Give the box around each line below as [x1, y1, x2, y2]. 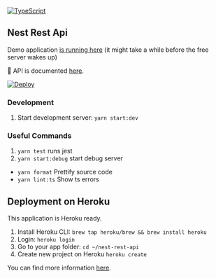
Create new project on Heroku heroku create [17, 250, 147, 258]
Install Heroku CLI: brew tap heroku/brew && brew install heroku [17, 228, 208, 236]
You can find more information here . [7, 263, 112, 272]
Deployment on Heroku [7, 195, 110, 207]
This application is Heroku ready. [7, 214, 103, 223]
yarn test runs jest [17, 147, 73, 155]
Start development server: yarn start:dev [17, 113, 138, 122]
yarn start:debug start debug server [17, 154, 124, 162]
